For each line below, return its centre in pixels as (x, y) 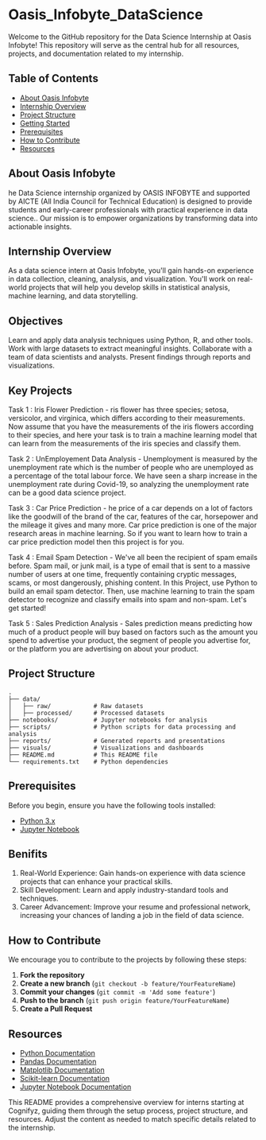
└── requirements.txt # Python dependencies (89, 761)
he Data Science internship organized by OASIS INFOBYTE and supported (129, 193)
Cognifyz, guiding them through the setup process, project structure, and (128, 1111)
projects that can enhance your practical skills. (96, 881)
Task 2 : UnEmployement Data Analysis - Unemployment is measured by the (133, 459)
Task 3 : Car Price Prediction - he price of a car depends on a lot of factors (131, 508)
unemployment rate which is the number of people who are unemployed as (131, 467)
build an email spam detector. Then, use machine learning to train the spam (132, 591)
